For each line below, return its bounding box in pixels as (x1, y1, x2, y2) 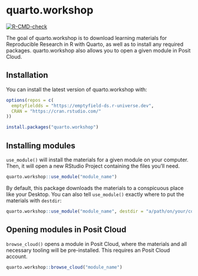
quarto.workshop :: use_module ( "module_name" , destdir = (6, 208, 144, 214)
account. (6, 252, 28, 260)
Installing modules (6, 141, 75, 151)
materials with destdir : (6, 197, 62, 204)
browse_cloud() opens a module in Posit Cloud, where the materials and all (6, 240, 187, 247)
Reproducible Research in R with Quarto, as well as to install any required (6, 41, 184, 48)
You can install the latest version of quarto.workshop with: (6, 86, 147, 93)
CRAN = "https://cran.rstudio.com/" (11, 108, 101, 114)
